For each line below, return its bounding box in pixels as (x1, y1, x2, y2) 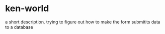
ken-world (5, 3, 49, 14)
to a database (5, 24, 33, 30)
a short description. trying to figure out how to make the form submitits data (5, 19, 161, 25)
